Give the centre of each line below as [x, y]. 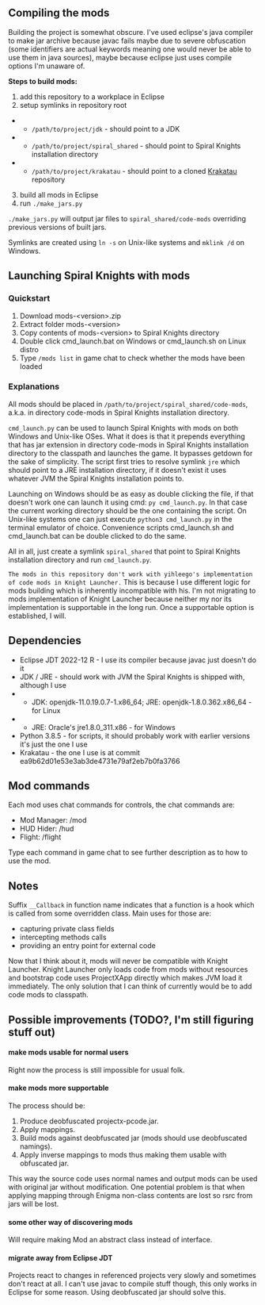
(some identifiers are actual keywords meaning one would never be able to [130, 49]
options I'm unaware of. [47, 66]
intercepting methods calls [63, 937]
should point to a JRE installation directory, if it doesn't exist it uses [117, 470]
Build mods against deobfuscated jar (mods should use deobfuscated [133, 1138]
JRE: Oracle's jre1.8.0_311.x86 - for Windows [103, 727]
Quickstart [29, 298]
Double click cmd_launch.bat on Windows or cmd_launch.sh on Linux [133, 341]
